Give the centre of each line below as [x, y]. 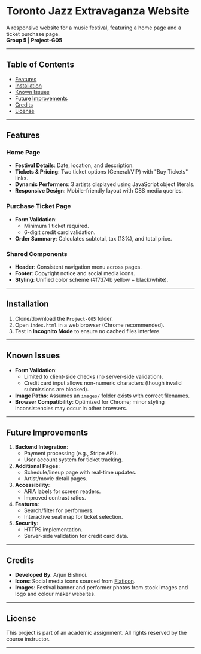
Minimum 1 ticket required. [56, 226]
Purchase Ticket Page [39, 206]
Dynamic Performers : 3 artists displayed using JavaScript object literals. [105, 184]
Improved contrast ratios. [55, 498]
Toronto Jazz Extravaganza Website [98, 11]
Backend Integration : [42, 447]
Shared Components [37, 254]
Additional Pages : [37, 466]
